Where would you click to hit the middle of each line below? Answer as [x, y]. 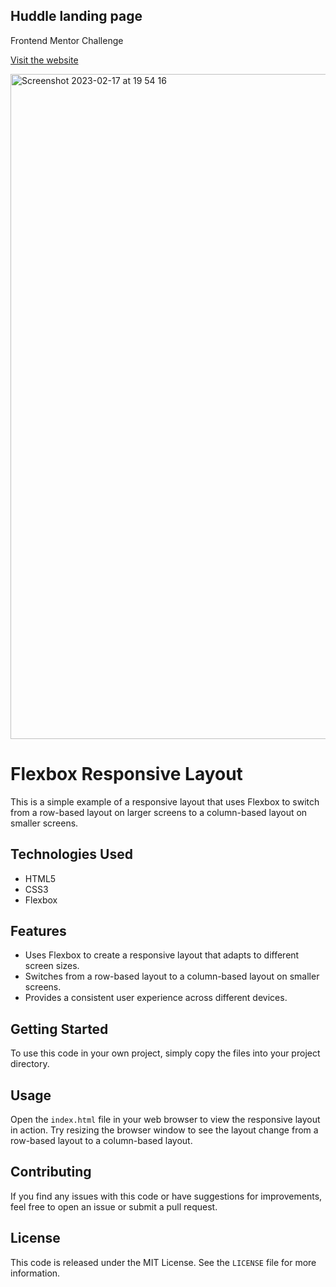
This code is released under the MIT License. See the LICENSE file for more [163, 1262]
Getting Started [59, 1029]
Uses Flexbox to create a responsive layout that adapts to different [162, 955]
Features [38, 930]
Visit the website [44, 60]
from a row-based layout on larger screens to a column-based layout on [159, 812]
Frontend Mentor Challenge [67, 40]
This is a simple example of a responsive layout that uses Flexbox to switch [165, 801]
